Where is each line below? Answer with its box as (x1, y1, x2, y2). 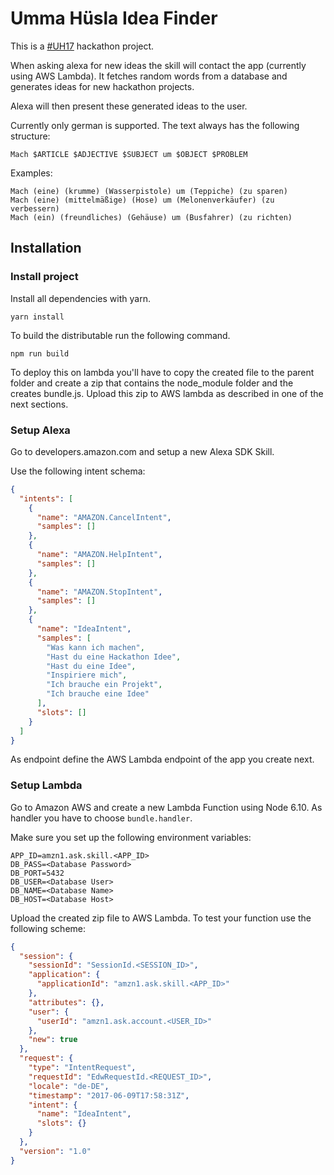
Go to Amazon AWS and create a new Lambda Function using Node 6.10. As (10, 801, 323, 813)
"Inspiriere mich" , (46, 670, 128, 681)
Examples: (10, 167, 53, 179)
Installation (10, 240, 82, 257)
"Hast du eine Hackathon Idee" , (46, 652, 182, 662)
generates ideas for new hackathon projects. (10, 80, 195, 92)
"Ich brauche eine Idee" (46, 689, 150, 699)
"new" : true (28, 1035, 78, 1045)
